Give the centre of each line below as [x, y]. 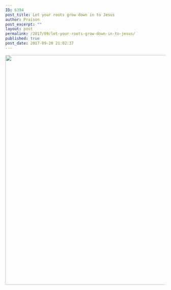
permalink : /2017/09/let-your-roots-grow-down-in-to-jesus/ [70, 34]
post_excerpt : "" [24, 24]
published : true [22, 39]
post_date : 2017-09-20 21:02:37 [39, 43]
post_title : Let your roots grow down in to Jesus [60, 15]
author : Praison [22, 19]
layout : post [19, 29]
